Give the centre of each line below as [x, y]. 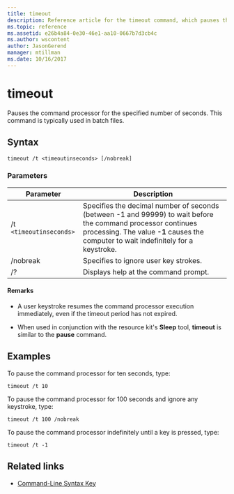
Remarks [21, 291]
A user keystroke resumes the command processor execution [106, 306]
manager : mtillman [34, 53]
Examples [29, 357]
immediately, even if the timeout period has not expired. [97, 314]
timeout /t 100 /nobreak [43, 419]
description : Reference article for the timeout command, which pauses [113, 20]
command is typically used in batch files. [66, 120]
